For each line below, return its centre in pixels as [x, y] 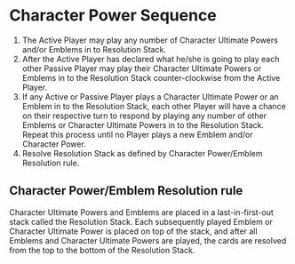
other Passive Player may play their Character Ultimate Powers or [142, 68]
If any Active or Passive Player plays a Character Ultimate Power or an [150, 96]
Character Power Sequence [113, 16]
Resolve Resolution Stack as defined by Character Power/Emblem [142, 153]
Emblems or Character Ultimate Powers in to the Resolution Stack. [143, 124]
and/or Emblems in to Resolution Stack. [94, 49]
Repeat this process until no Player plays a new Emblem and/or [137, 134]
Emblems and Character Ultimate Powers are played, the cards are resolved [148, 240]
